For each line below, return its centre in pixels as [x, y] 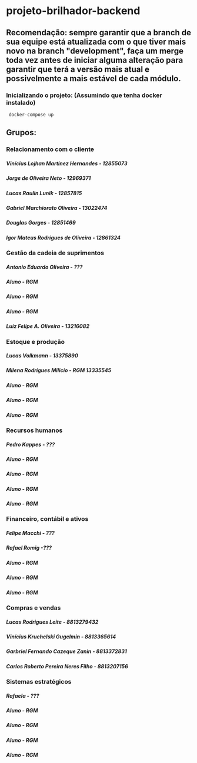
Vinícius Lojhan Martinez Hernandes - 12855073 [67, 163]
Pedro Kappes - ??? [31, 444]
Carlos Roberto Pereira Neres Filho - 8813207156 [67, 666]
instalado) [21, 102]
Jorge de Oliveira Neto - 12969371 [49, 178]
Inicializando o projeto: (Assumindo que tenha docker [84, 95]
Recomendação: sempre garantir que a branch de [99, 33]
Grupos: [21, 133]
